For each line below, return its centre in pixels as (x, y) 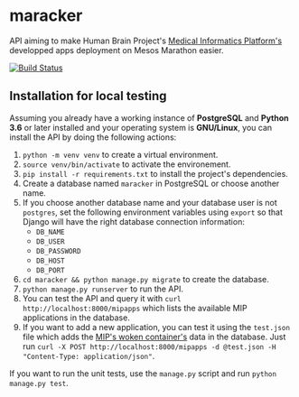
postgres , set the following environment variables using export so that (152, 212)
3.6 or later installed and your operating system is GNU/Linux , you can (141, 127)
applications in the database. (76, 318)
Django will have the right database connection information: (134, 221)
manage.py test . (39, 383)
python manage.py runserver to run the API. (103, 289)
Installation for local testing (88, 96)
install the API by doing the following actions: (93, 137)
